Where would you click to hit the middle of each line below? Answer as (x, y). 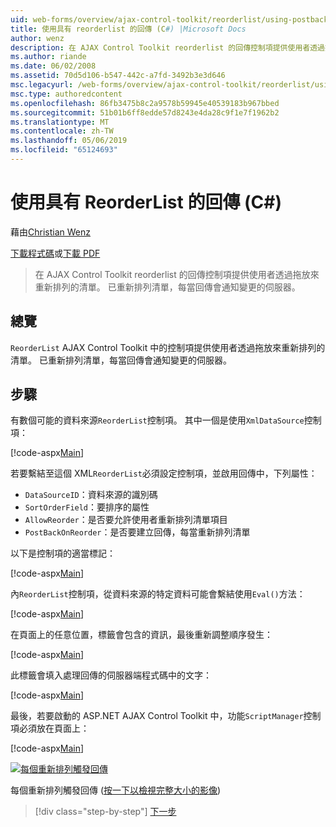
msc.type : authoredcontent (66, 94)
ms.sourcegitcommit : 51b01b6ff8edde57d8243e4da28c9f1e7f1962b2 (145, 112)
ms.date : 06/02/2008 (53, 66)
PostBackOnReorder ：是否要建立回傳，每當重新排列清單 (137, 532)
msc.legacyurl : (42, 85)
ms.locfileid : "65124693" (64, 150)
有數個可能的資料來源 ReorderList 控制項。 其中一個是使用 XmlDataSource (157, 420)
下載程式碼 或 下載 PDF (55, 253)
